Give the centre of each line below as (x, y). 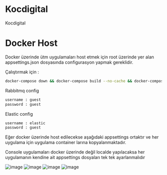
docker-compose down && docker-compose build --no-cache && (69, 81)
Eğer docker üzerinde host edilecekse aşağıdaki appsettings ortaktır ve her (82, 137)
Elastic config (19, 114)
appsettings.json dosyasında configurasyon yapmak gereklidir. (69, 62)
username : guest (23, 100)
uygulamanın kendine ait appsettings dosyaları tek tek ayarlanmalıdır (75, 158)
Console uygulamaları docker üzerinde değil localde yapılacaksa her (75, 152)
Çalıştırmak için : (22, 72)
